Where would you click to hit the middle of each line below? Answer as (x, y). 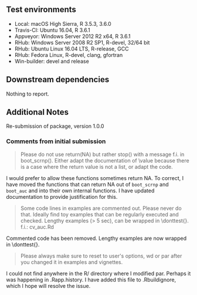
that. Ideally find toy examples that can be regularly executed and (99, 214)
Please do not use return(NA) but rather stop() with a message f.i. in (102, 154)
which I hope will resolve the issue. (48, 286)
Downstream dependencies (58, 79)
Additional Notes (38, 112)
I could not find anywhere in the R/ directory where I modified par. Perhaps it (98, 273)
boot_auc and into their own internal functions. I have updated (80, 191)
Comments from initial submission (56, 141)
